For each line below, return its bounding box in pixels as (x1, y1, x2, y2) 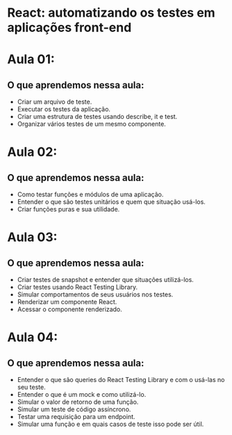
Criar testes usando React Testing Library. (17, 283, 138, 292)
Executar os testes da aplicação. (17, 105, 111, 113)
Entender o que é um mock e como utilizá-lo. (17, 390, 147, 399)
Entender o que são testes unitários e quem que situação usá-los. (17, 198, 206, 206)
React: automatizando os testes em (7, 5, 215, 21)
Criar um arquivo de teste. (17, 97, 92, 106)
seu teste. (17, 383, 47, 391)
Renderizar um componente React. (17, 298, 117, 306)
